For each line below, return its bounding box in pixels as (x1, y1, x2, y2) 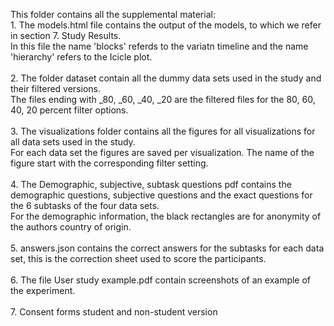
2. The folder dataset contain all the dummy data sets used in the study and (10, 72, 322, 84)
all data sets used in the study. (10, 136, 136, 148)
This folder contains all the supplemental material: (10, 9, 216, 20)
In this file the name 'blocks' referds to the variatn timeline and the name (10, 40, 309, 52)
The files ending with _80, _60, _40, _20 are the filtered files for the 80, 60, (10, 94, 316, 105)
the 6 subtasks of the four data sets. (10, 200, 160, 211)
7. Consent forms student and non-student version (10, 306, 218, 318)
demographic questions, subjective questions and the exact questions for (10, 189, 313, 201)
